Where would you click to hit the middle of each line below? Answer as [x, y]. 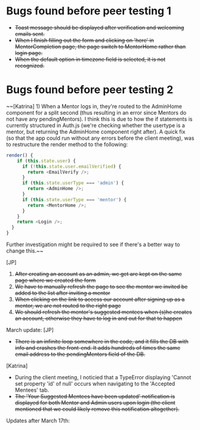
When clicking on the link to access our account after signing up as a [100, 299]
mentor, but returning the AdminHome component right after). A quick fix [96, 131]
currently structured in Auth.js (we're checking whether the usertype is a [96, 125]
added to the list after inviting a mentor [62, 293]
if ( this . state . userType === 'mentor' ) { [74, 199]
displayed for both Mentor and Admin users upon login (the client [95, 403]
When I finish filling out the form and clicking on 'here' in [84, 40]
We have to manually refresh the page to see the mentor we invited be [101, 287]
